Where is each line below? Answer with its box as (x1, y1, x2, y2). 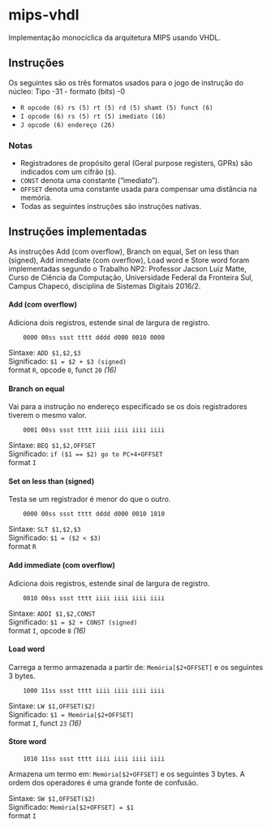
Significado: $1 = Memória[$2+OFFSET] (8, 709, 134, 719)
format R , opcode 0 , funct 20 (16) (8, 365, 117, 375)
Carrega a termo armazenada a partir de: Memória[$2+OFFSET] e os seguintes (8, 662, 264, 672)
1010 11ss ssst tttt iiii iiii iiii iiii (23, 755, 165, 764)
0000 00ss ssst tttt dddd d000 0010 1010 (23, 510, 165, 518)
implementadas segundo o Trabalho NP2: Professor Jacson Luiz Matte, (8, 263, 247, 273)
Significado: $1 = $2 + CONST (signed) (8, 616, 138, 627)
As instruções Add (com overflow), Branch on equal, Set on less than (8, 246, 239, 256)
